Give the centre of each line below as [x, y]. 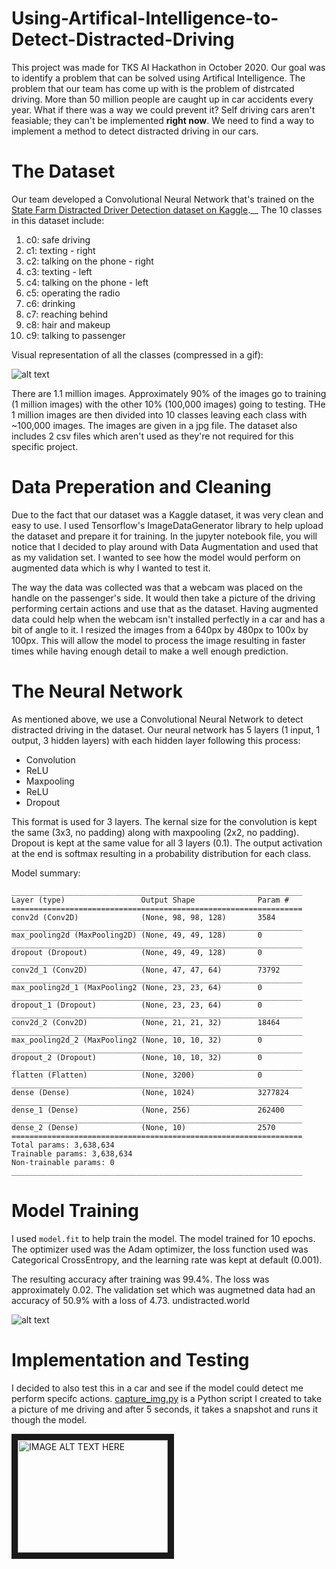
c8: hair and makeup [68, 324]
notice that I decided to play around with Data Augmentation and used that [165, 546]
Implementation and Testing [130, 1359]
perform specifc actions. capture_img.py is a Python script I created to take [167, 1398]
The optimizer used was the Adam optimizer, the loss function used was [160, 1249]
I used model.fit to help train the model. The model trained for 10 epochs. [163, 1238]
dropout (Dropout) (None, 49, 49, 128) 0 [137, 952]
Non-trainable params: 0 [63, 1162]
